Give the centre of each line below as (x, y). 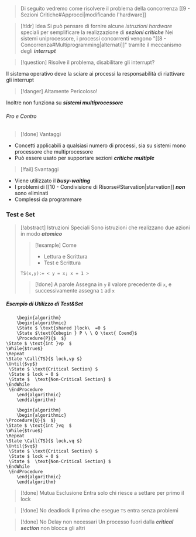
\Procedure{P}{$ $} (42, 339)
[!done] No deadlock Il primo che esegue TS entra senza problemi (99, 511)
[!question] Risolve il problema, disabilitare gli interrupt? (87, 62)
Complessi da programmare (48, 199)
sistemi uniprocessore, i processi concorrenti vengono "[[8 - (93, 38)
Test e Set (20, 215)
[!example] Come (56, 245)
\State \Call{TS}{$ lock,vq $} (44, 441)
